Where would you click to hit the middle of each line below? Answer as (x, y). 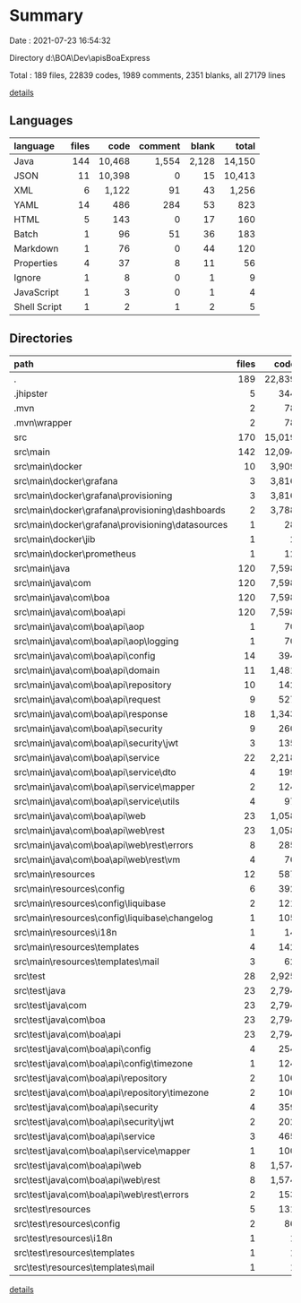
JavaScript (37, 292)
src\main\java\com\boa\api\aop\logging (96, 641)
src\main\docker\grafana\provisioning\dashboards (120, 510)
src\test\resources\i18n (64, 1238)
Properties (36, 263)
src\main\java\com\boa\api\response (91, 713)
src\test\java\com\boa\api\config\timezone (103, 1063)
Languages (41, 121)
